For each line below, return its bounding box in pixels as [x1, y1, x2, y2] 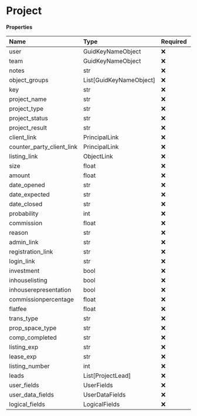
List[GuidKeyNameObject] [83, 76, 155, 84]
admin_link [9, 238, 39, 246]
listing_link [9, 152, 38, 160]
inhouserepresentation [9, 286, 72, 294]
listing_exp [9, 343, 39, 351]
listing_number [9, 362, 50, 370]
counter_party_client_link [9, 143, 78, 151]
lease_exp [9, 352, 37, 360]
